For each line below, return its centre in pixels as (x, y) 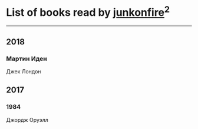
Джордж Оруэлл (27, 120)
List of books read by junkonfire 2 (88, 12)
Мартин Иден (27, 59)
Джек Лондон (24, 71)
